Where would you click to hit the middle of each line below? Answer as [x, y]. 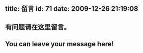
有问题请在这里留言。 [38, 27]
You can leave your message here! [60, 44]
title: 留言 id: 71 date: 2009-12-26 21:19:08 [72, 9]
